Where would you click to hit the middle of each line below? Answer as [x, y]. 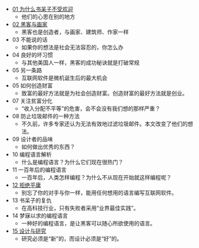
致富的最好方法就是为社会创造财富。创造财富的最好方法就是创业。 [104, 93]
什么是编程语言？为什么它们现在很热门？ [72, 162]
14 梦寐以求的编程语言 [40, 216]
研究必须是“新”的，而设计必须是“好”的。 [72, 239]
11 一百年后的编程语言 [39, 170]
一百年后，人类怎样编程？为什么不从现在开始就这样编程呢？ [96, 177]
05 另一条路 [27, 70]
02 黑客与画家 [30, 24]
